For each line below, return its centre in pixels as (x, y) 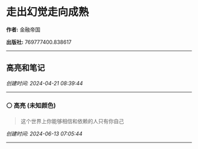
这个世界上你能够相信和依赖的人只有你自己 (72, 121)
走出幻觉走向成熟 (48, 12)
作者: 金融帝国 (23, 29)
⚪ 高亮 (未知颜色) (31, 105)
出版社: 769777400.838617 (39, 42)
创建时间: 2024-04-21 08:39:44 (45, 83)
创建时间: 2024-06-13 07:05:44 (44, 134)
